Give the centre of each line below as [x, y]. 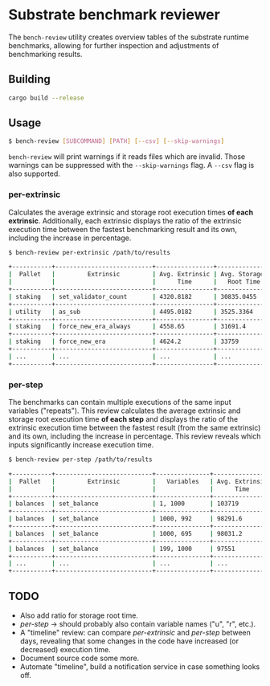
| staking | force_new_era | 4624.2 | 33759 [124, 342]
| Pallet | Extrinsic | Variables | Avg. [120, 481]
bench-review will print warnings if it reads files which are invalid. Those [127, 157]
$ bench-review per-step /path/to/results [80, 459]
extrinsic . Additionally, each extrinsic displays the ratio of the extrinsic [125, 220]
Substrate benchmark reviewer [115, 15]
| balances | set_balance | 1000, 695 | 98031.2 [125, 533]
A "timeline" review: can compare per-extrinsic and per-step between [135, 632]
